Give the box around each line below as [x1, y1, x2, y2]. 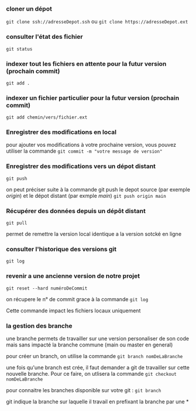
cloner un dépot [6, 5, 53, 13]
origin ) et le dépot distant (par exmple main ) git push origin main [6, 192, 167, 199]
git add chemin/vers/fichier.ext [6, 114, 88, 120]
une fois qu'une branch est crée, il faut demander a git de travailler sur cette [6, 363, 190, 371]
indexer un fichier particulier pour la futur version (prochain [6, 93, 180, 102]
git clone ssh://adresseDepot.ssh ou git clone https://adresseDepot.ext [6, 18, 188, 25]
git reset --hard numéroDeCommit [6, 285, 88, 291]
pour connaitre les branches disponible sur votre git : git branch [6, 386, 161, 393]
